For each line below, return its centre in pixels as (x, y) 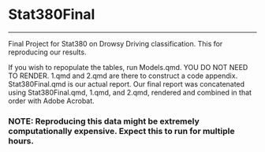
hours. (21, 141)
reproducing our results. (47, 52)
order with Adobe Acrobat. (51, 101)
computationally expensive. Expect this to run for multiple (121, 131)
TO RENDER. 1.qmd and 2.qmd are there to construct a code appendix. (123, 76)
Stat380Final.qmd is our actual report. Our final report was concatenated (127, 83)
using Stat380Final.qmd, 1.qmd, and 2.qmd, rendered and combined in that (130, 92)
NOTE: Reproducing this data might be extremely (104, 121)
